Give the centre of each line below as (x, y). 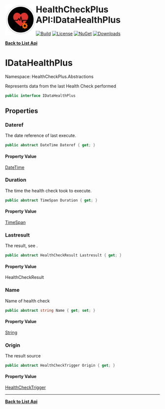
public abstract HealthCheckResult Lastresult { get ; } (63, 255)
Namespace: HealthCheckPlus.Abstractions (49, 76)
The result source (23, 355)
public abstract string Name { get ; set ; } (50, 310)
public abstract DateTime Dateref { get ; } (50, 145)
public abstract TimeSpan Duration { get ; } (51, 200)
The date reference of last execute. (41, 136)
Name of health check (27, 300)
